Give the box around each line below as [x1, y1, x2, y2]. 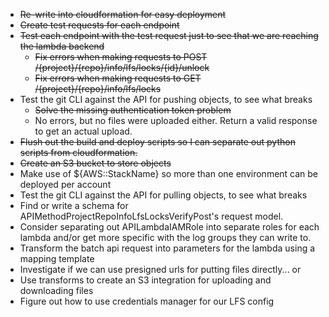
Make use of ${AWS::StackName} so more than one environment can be [19, 168, 319, 179]
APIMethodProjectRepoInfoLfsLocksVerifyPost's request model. [19, 210, 284, 222]
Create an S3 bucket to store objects [19, 157, 172, 169]
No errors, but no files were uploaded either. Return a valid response [34, 115, 318, 126]
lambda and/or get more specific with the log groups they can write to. [19, 232, 312, 243]
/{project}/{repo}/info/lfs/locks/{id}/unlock [34, 62, 210, 73]
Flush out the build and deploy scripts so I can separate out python [19, 136, 296, 148]
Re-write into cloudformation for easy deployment [19, 9, 227, 20]
